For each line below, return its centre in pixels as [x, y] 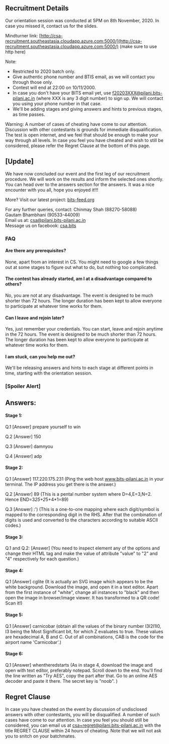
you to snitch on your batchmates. [41, 736]
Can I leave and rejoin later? [35, 317]
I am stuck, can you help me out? [40, 356]
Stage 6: [14, 654]
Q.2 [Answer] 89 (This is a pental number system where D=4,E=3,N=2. [79, 494]
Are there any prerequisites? [36, 251]
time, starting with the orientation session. [49, 373]
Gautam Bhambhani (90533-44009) [43, 215]
